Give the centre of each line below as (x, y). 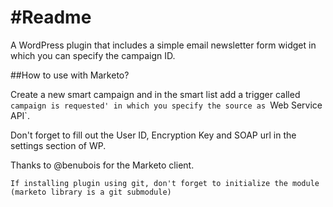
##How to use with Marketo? (70, 75)
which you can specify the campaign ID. (93, 55)
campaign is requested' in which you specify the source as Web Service (166, 105)
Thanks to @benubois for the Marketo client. (102, 165)
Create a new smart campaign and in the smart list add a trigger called (155, 94)
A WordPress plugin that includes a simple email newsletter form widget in (163, 45)
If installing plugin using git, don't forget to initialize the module (165, 183)
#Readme (51, 17)
